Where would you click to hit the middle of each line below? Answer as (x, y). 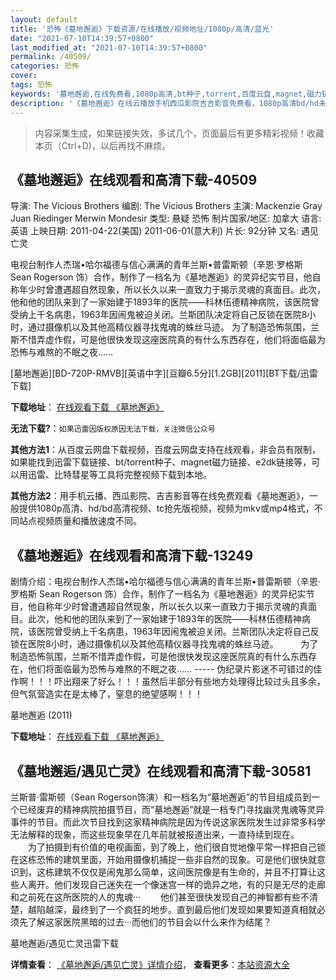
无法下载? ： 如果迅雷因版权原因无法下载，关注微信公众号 (113, 428)
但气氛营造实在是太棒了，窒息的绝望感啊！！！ (106, 694)
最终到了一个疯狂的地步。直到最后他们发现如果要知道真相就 (194, 909)
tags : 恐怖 (31, 85)
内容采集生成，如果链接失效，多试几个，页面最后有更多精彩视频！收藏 (179, 133)
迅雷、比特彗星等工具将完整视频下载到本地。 (119, 475)
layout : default (44, 19)
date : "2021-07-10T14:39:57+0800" (82, 38)
